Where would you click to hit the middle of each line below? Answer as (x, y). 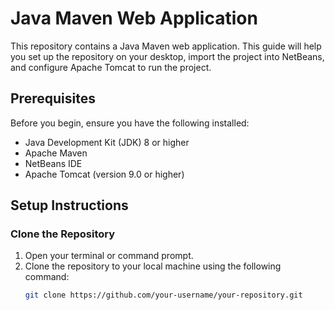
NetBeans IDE (53, 163)
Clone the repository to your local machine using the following (153, 266)
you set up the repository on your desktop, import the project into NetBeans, (167, 56)
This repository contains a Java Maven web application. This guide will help (166, 46)
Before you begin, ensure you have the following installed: (130, 123)
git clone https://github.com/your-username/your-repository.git (163, 295)
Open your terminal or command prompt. (109, 256)
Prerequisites (53, 98)
